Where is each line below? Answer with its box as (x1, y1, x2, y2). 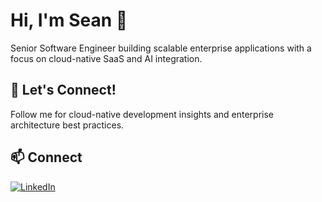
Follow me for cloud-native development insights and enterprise (10, 108, 274, 120)
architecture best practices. (10, 119, 125, 131)
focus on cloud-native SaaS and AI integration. (10, 52, 203, 64)
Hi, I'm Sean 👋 (10, 9, 128, 32)
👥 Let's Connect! (10, 82, 117, 99)
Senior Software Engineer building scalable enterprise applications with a (10, 42, 312, 54)
